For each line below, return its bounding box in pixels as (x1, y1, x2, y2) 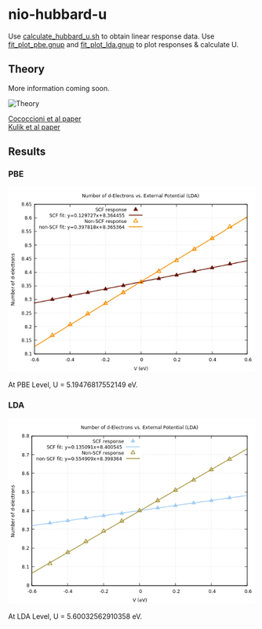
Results (8, 145, 46, 159)
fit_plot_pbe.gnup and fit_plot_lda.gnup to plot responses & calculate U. (8, 39, 239, 49)
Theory (8, 63, 45, 76)
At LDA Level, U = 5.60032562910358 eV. (8, 611, 143, 621)
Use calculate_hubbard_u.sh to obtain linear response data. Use (8, 31, 215, 41)
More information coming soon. (8, 83, 110, 93)
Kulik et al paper (8, 122, 61, 131)
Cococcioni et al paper (8, 114, 82, 123)
